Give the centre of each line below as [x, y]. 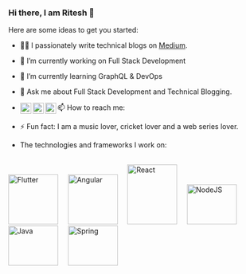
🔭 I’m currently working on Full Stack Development [103, 61]
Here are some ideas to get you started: [74, 30]
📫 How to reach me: [91, 108]
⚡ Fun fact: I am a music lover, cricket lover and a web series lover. [129, 127]
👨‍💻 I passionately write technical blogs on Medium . [103, 45]
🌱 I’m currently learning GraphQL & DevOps [91, 76]
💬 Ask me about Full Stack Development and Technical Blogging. [126, 92]
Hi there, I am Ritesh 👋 [51, 13]
